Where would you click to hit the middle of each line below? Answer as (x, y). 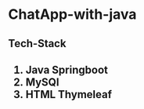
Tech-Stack (37, 44)
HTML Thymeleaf (68, 94)
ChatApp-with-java (72, 15)
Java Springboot (67, 69)
